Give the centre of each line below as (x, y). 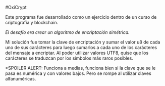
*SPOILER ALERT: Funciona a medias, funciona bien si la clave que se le (80, 68)
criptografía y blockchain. (32, 23)
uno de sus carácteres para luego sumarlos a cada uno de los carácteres (81, 47)
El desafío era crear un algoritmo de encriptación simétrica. (67, 32)
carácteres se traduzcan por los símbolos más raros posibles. (69, 58)
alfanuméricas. (21, 79)
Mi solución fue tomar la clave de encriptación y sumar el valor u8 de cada (83, 42)
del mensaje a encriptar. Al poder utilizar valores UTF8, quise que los (77, 53)
